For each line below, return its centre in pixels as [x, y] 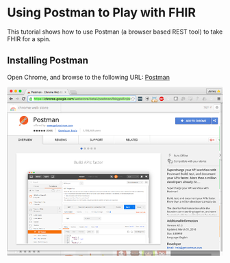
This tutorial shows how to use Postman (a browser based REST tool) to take [115, 32]
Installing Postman [48, 61]
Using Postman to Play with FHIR [102, 13]
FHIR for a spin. [29, 38]
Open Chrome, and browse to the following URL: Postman [88, 77]
